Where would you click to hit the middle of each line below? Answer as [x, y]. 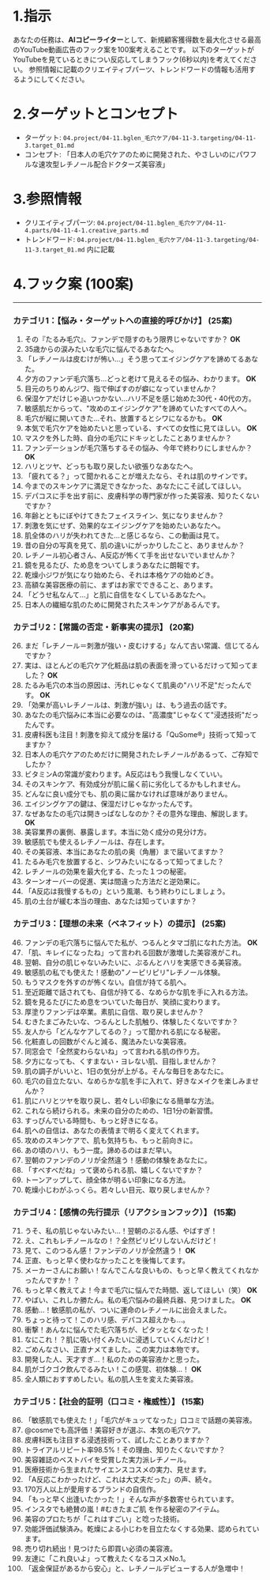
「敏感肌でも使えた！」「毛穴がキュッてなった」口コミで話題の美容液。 [140, 1420]
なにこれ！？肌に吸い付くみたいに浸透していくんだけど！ [118, 1339]
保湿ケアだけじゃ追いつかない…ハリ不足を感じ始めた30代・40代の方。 [140, 399]
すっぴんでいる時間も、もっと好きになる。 [93, 1121]
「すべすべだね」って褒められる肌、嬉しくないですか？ [114, 1170]
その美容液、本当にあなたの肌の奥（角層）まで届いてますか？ [124, 852]
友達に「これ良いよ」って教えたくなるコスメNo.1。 [107, 1559]
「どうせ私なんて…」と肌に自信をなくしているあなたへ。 [117, 595]
